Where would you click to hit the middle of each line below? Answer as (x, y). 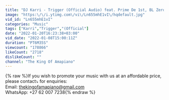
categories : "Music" (27, 24)
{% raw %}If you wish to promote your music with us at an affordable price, (83, 76)
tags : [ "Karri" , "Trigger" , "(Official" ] (47, 29)
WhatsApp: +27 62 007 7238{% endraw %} (50, 92)
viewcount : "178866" (27, 47)
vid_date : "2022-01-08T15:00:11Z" (41, 38)
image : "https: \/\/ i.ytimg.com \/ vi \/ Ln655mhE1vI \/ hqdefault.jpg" (75, 15)
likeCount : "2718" (24, 52)
